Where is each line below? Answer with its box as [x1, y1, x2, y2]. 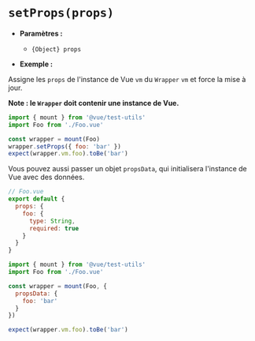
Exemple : [19, 59, 54, 69]
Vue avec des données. [8, 172, 85, 182]
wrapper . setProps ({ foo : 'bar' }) [8, 142, 122, 151]
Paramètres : [19, 28, 63, 38]
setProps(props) [8, 6, 114, 21]
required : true [28, 224, 79, 232]
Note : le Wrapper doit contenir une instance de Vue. [8, 98, 179, 107]
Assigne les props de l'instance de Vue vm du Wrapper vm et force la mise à [8, 74, 246, 84]
